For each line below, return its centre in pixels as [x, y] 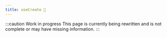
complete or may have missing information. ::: [53, 29]
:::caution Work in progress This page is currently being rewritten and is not [83, 24]
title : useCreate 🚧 [26, 10]
